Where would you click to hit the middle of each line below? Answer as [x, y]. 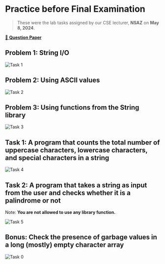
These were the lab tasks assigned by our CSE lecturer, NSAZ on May [88, 23]
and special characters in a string [57, 158]
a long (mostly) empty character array [65, 245]
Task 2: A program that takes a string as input [76, 185]
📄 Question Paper [23, 37]
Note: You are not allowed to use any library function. [60, 212]
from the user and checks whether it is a [68, 193]
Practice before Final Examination [75, 9]
